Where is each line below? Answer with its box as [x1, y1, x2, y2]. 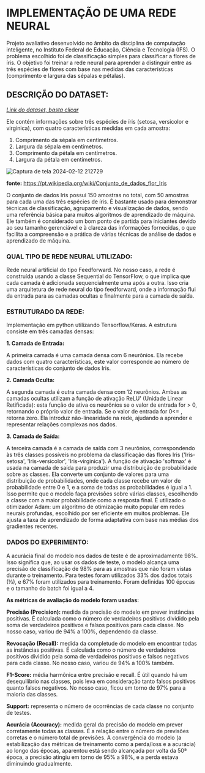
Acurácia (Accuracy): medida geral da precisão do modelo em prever [6, 720, 183, 728]
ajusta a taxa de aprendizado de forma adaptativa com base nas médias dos [6, 516, 199, 524]
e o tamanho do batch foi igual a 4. [6, 584, 94, 592]
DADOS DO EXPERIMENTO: [6, 538, 89, 546]
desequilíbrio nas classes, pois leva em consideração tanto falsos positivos [6, 677, 196, 685]
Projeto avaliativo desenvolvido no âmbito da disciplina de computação [6, 39, 185, 47]
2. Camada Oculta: [6, 377, 55, 384]
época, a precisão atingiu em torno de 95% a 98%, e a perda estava [6, 753, 179, 761]
